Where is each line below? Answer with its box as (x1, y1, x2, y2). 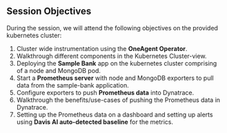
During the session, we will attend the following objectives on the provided (6, 23, 219, 32)
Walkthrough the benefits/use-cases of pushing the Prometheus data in (16, 96, 221, 104)
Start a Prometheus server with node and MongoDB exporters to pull (16, 74, 215, 82)
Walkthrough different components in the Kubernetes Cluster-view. (16, 52, 207, 60)
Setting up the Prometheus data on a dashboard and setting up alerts (16, 110, 213, 119)
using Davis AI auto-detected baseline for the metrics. (16, 117, 174, 126)
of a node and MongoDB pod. (16, 66, 101, 74)
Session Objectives (6, 6, 92, 17)
